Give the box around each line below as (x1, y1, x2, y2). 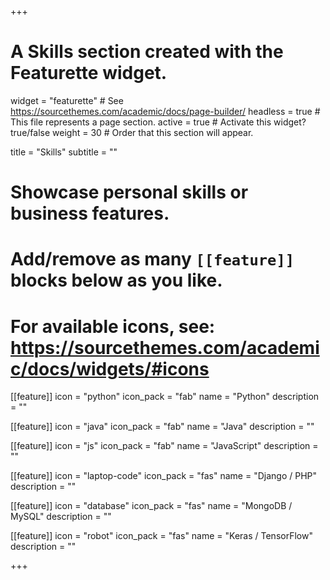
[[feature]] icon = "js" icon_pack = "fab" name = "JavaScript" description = (10, 440, 319, 452)
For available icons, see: (10, 315, 216, 338)
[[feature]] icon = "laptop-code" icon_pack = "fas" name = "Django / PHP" (10, 470, 318, 482)
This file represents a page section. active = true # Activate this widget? (10, 116, 307, 128)
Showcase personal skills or (10, 181, 249, 204)
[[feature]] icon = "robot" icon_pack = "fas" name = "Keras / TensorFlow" (10, 530, 313, 542)
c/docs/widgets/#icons (10, 357, 210, 380)
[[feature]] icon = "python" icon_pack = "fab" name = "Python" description (10, 391, 320, 403)
